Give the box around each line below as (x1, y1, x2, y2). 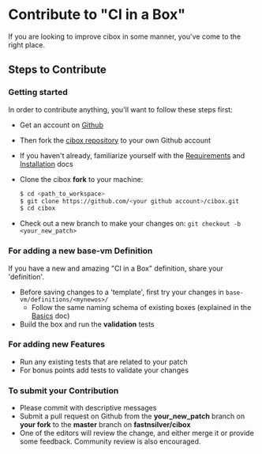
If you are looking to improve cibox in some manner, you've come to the (8, 32, 241, 41)
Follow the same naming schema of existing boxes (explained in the (31, 302, 252, 312)
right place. (8, 40, 46, 49)
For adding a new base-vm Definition (8, 245, 153, 256)
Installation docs (19, 159, 73, 168)
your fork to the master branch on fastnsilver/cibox (19, 420, 191, 429)
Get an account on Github (19, 120, 104, 130)
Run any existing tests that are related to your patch (19, 357, 188, 366)
